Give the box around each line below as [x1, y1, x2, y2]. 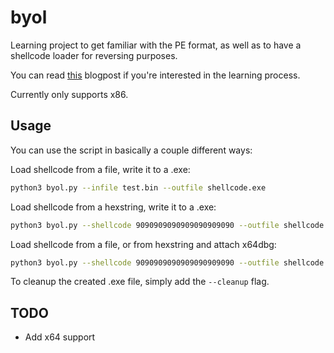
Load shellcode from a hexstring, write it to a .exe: [10, 201, 217, 213]
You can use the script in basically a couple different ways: [10, 144, 253, 156]
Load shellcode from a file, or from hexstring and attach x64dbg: [10, 238, 277, 250]
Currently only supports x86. [10, 88, 129, 100]
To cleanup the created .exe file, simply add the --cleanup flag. [10, 276, 270, 288]
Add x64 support [24, 331, 96, 343]
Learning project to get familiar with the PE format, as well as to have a [10, 39, 302, 51]
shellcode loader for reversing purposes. [10, 49, 178, 61]
